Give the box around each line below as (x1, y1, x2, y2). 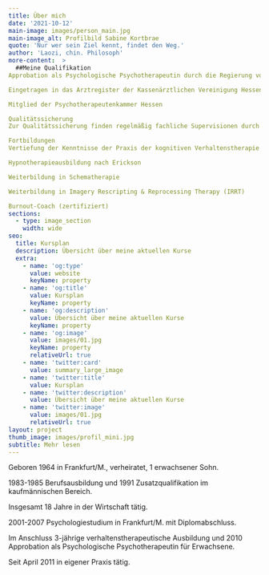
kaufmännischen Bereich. (8, 487, 93, 496)
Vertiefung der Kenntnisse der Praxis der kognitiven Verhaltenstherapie (8, 144, 260, 152)
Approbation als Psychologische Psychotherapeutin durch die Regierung (8, 71, 252, 79)
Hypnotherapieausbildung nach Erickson (8, 159, 142, 167)
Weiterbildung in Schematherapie (8, 173, 120, 181)
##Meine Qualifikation (15, 64, 91, 72)
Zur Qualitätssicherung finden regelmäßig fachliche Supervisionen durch (8, 122, 260, 131)
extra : (15, 254, 38, 262)
